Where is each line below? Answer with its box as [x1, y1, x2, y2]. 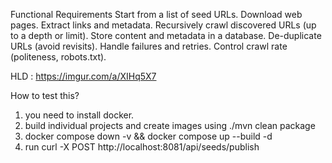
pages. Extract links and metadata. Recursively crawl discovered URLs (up [10, 19, 317, 31]
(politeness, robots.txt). [10, 51, 107, 63]
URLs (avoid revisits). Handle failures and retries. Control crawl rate [10, 40, 288, 52]
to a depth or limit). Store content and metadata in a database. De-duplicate [10, 30, 322, 41]
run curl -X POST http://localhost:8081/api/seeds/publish [24, 141, 260, 153]
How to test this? [10, 90, 80, 101]
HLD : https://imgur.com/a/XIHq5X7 [10, 70, 157, 82]
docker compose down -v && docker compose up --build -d [24, 130, 273, 142]
